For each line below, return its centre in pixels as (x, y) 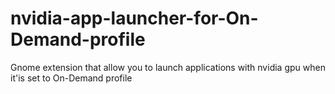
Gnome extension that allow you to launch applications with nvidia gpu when (168, 67)
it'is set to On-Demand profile (71, 78)
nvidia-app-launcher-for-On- (134, 18)
